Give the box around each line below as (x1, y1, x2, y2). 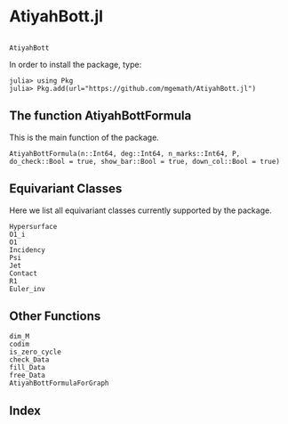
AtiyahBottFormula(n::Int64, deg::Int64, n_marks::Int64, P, (9, 149, 241, 158)
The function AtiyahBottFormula (9, 109, 192, 124)
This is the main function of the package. (9, 132, 160, 143)
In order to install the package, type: (9, 59, 142, 69)
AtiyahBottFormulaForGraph (9, 379, 109, 388)
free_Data (9, 371, 46, 380)
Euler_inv (9, 284, 46, 293)
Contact (9, 269, 38, 278)
